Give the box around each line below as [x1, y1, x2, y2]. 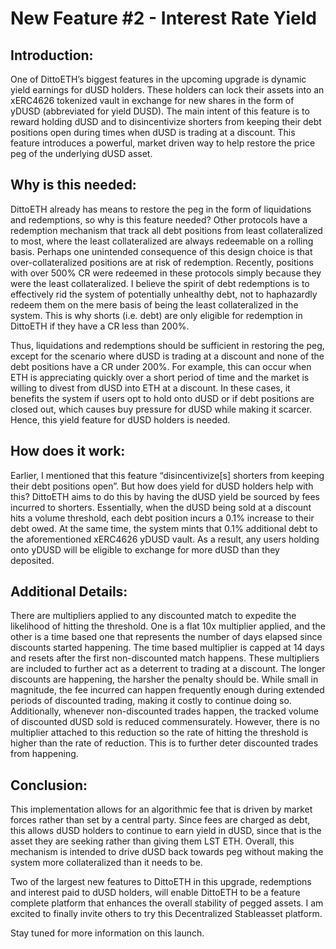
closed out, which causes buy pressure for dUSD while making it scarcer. [10, 403, 313, 415]
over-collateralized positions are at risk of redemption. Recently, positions [10, 256, 315, 268]
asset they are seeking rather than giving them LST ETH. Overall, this [10, 835, 295, 847]
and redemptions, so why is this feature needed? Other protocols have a [10, 213, 308, 226]
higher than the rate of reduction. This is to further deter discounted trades [10, 737, 319, 749]
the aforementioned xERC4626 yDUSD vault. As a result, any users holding [10, 533, 320, 545]
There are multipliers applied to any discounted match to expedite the [10, 610, 297, 622]
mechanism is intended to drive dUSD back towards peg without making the [10, 846, 324, 858]
